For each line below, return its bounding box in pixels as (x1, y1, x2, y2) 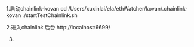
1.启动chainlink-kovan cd (6, 5, 67, 12)
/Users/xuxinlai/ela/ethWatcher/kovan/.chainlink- (67, 5, 188, 12)
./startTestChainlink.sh (22, 12, 78, 19)
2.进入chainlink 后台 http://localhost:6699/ (6, 24, 110, 31)
